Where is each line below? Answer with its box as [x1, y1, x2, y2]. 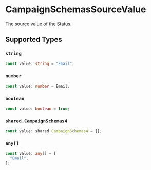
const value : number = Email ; [5, 83, 70, 89]
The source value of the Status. [5, 20, 72, 27]
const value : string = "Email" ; [5, 61, 74, 66]
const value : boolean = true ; [5, 106, 70, 111]
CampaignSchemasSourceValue [5, 4, 146, 15]
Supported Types [5, 35, 63, 44]
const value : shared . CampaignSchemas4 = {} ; [5, 129, 102, 134]
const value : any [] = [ [5, 151, 56, 156]
